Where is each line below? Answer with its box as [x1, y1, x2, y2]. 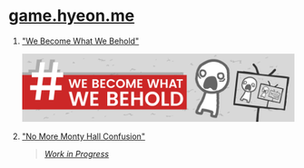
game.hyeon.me [8, 5, 135, 26]
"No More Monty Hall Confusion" [21, 131, 146, 142]
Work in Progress [44, 148, 110, 159]
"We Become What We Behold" [21, 35, 140, 46]
